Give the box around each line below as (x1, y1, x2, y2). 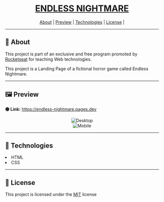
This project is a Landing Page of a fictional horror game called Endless (5, 66, 149, 72)
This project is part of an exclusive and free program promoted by (5, 51, 138, 57)
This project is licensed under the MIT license (5, 192, 97, 198)
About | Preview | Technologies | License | (40, 19, 124, 25)
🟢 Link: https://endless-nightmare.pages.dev (5, 106, 97, 112)
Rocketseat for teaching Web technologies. (5, 56, 92, 62)
